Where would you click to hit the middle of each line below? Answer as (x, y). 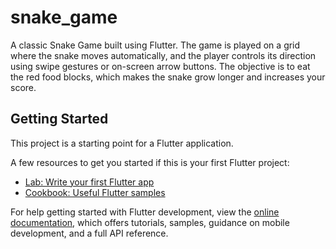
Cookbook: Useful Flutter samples (95, 192)
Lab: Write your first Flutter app (89, 182)
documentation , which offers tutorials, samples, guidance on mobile (150, 222)
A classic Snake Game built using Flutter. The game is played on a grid (155, 45)
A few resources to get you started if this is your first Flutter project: (150, 162)
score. (23, 87)
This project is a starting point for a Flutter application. (122, 143)
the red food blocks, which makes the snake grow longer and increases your (168, 77)
